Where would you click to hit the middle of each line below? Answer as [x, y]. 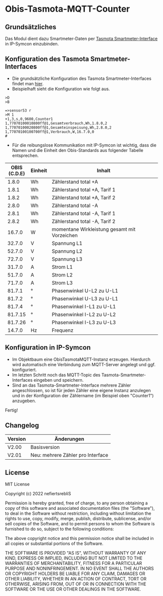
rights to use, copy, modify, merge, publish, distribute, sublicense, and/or [78, 519]
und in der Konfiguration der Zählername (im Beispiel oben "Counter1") [83, 395]
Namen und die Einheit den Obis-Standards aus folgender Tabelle [78, 150]
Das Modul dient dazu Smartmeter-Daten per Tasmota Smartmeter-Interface [81, 38]
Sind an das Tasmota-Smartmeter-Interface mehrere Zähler [71, 385]
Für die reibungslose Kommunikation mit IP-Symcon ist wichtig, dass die [84, 145]
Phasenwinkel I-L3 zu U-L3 [84, 322]
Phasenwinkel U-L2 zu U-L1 [85, 291]
